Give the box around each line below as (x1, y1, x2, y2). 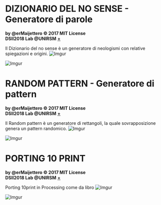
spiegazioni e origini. (5, 51, 49, 57)
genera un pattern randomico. (5, 125, 67, 131)
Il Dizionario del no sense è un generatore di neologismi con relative (5, 45, 145, 51)
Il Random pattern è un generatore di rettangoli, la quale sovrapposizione (5, 120, 156, 126)
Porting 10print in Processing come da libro (5, 184, 94, 190)
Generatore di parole (5, 14, 93, 25)
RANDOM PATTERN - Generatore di (5, 78, 154, 89)
